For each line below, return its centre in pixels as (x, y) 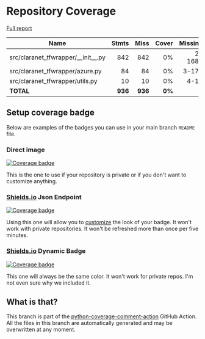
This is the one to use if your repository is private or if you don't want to (96, 175)
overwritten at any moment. (41, 330)
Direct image (26, 150)
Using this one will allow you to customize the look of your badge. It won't (99, 222)
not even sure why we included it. (49, 283)
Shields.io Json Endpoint (44, 197)
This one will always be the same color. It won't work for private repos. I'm (100, 276)
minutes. (17, 235)
